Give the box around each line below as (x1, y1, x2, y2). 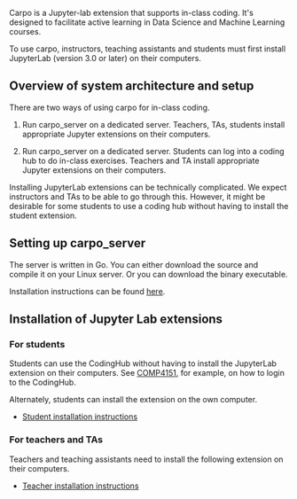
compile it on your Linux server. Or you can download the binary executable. (9, 269, 288, 279)
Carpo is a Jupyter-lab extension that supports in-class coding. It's (9, 8, 254, 18)
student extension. (9, 210, 77, 221)
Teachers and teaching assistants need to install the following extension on (9, 454, 284, 464)
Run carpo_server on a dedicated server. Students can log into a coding (21, 145, 285, 156)
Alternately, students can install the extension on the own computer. (9, 394, 258, 405)
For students (9, 338, 66, 350)
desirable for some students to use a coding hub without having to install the (9, 200, 289, 211)
